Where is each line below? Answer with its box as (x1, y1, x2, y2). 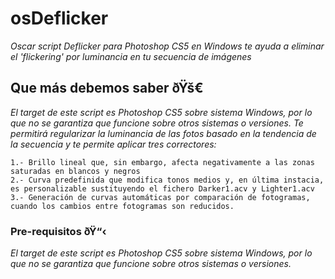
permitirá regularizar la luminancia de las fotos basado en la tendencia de (10, 127, 317, 139)
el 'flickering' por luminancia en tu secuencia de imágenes (10, 50, 252, 62)
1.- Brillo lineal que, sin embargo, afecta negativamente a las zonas (10, 157, 315, 167)
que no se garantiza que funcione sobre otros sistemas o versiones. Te (10, 117, 304, 129)
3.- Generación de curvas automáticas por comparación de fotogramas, (10, 192, 311, 202)
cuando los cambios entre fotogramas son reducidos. (10, 201, 235, 211)
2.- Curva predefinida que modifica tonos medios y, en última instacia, (10, 175, 325, 185)
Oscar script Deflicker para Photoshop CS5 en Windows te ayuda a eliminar (10, 40, 325, 52)
